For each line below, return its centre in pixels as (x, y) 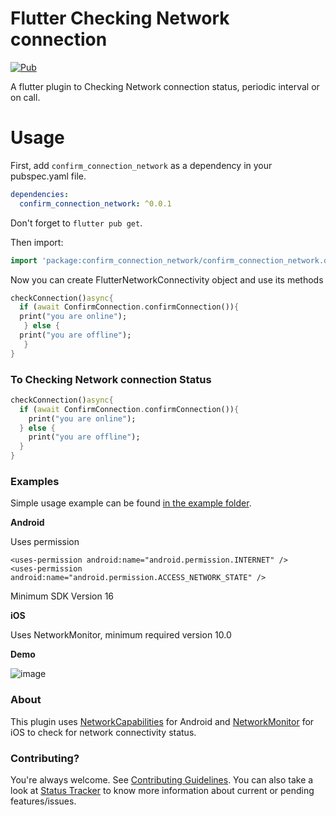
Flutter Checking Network (120, 18)
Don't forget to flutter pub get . (76, 223)
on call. (25, 97)
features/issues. (43, 801)
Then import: (37, 242)
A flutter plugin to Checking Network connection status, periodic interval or (165, 86)
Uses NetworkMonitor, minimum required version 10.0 (121, 635)
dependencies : (40, 194)
